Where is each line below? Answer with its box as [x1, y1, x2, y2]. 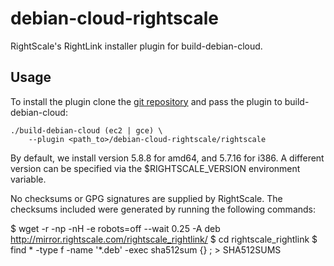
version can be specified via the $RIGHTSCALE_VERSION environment [10, 162, 301, 174]
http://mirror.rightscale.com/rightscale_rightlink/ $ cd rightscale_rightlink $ [10, 233, 318, 245]
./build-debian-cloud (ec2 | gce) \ [10, 125, 163, 136]
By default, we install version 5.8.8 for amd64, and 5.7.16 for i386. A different [10, 152, 325, 164]
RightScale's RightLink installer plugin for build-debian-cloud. [10, 40, 263, 52]
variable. [10, 173, 47, 185]
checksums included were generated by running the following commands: [10, 203, 317, 215]
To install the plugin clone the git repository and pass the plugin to [10, 95, 283, 107]
